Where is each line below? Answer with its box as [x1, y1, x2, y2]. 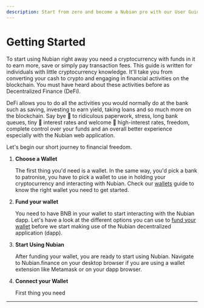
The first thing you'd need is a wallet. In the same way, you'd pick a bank [15, 166, 197, 174]
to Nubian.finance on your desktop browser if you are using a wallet [15, 259, 185, 266]
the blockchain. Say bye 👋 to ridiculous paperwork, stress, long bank [6, 112, 178, 119]
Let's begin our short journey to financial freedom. [6, 143, 132, 151]
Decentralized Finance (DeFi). [6, 87, 81, 95]
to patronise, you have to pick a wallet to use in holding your [15, 173, 166, 180]
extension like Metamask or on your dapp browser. [15, 265, 142, 273]
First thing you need [15, 289, 66, 296]
